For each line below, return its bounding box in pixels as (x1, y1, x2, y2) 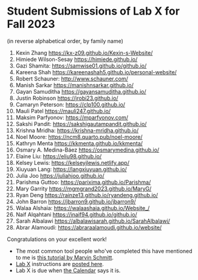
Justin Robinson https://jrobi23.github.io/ (15, 94, 118, 102)
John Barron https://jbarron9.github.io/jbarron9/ (15, 198, 136, 205)
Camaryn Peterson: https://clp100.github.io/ (15, 100, 126, 108)
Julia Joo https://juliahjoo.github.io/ (15, 172, 105, 179)
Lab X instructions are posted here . (15, 260, 104, 267)
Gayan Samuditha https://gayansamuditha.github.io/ (15, 88, 146, 95)
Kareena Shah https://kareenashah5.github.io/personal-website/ (15, 68, 177, 75)
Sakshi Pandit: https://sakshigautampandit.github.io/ (15, 120, 147, 127)
